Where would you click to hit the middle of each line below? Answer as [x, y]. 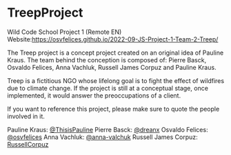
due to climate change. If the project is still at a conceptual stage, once [108, 88]
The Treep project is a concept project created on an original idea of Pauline [115, 53]
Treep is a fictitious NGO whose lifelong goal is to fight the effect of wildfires [116, 80]
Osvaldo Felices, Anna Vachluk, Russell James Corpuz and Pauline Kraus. [112, 67]
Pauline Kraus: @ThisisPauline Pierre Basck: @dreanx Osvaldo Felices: [108, 129]
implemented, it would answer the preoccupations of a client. [94, 95]
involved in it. [26, 116]
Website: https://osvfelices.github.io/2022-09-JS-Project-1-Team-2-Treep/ [113, 39]
